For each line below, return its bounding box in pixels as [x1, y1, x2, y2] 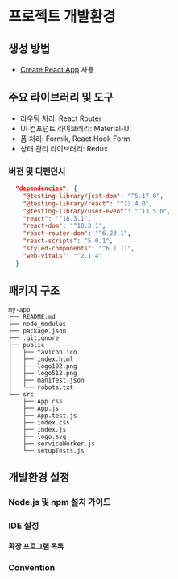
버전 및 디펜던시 [8, 166, 66, 177]
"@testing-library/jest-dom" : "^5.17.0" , [23, 192, 164, 200]
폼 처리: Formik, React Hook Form [19, 134, 130, 143]
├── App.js [23, 404, 60, 412]
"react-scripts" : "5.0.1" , [23, 237, 114, 246]
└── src [8, 390, 35, 399]
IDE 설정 [8, 520, 39, 531]
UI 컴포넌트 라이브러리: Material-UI [19, 123, 131, 133]
